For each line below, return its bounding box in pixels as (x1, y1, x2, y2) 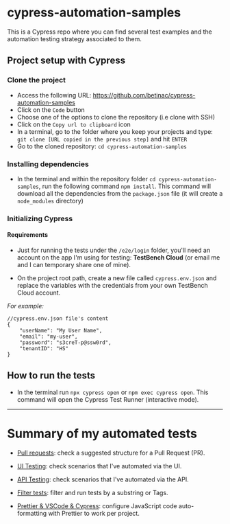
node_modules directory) (16, 196, 84, 205)
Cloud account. (16, 288, 61, 297)
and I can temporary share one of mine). (16, 261, 131, 269)
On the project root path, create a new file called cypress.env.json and (16, 274, 217, 282)
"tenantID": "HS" (19, 345, 69, 352)
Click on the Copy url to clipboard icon (16, 120, 131, 128)
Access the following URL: (16, 91, 92, 99)
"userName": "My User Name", (19, 328, 103, 334)
